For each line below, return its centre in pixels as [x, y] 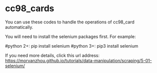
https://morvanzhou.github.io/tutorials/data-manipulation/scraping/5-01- [78, 60]
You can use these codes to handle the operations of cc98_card [70, 22]
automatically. [19, 27]
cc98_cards [30, 9]
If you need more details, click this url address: [52, 55]
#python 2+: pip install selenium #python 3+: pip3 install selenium [72, 46]
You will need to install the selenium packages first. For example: [71, 36]
